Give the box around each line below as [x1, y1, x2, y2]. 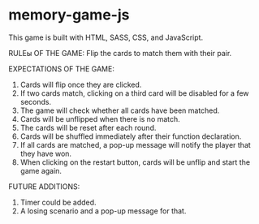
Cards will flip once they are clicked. [19, 80, 142, 89]
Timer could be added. [19, 197, 97, 207]
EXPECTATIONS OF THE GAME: [8, 63, 115, 74]
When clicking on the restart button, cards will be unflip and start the [19, 157, 250, 167]
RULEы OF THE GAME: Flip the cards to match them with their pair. [8, 48, 232, 58]
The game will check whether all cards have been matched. [19, 106, 220, 115]
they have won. [19, 149, 71, 158]
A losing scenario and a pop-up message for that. [19, 205, 187, 216]
